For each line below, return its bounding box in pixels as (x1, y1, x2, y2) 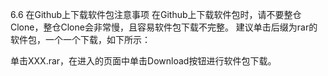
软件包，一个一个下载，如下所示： (10, 34, 151, 45)
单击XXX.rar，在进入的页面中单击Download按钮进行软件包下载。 (10, 55, 277, 67)
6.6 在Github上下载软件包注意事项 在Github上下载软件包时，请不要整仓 (10, 9, 302, 20)
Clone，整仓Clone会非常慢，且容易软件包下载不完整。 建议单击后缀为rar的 (10, 21, 318, 33)
